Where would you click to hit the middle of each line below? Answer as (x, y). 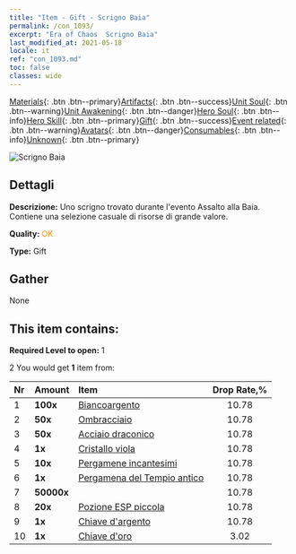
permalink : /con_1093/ (52, 26)
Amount (52, 390)
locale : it (30, 51)
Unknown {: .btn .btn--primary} (83, 139)
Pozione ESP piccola (121, 507)
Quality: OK (31, 233)
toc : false (30, 68)
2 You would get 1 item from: (62, 368)
